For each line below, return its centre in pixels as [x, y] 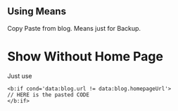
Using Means [37, 12]
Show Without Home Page [85, 57]
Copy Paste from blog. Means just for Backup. [74, 28]
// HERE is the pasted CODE [49, 95]
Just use [20, 75]
